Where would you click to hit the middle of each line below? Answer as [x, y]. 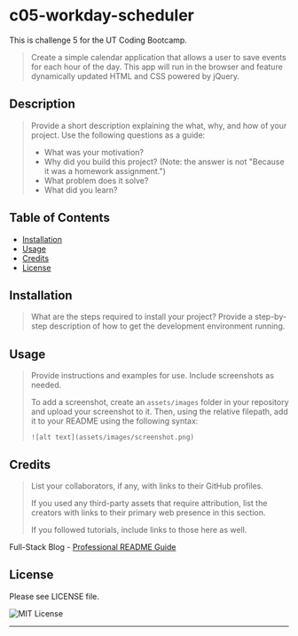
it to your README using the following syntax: [114, 421]
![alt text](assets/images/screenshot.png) [113, 437]
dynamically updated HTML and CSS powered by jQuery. [135, 76]
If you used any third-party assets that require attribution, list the [149, 503]
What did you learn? [81, 190]
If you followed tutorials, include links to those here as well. [139, 530]
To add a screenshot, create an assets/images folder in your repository [160, 402]
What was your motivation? [94, 152]
